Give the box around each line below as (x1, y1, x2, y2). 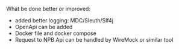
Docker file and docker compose (14, 30, 96, 37)
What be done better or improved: (6, 5, 90, 12)
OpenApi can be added (14, 24, 73, 30)
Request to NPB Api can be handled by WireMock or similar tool (14, 36, 174, 43)
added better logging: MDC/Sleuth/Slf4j (14, 17, 113, 24)
